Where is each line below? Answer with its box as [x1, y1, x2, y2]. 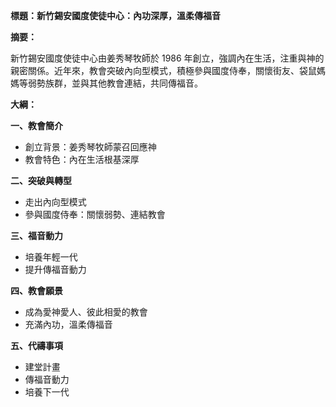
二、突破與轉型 [10, 175, 72, 186]
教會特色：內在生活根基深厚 [24, 154, 140, 165]
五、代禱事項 [10, 340, 63, 351]
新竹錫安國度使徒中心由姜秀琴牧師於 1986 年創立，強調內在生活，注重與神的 [10, 52, 325, 64]
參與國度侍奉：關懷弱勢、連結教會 [24, 209, 166, 220]
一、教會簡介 [10, 120, 63, 131]
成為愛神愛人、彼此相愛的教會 [24, 306, 148, 318]
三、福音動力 [10, 230, 63, 241]
